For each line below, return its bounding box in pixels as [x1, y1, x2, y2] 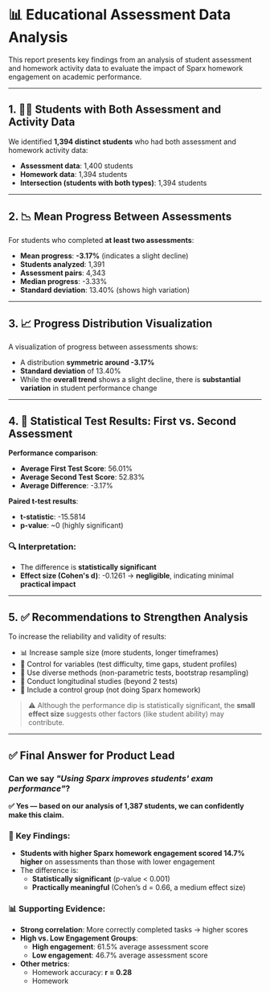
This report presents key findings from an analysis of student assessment [8, 55, 252, 64]
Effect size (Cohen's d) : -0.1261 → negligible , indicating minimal [19, 571, 235, 581]
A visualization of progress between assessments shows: [8, 342, 198, 352]
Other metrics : [19, 958, 70, 969]
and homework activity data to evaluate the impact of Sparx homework [8, 63, 243, 72]
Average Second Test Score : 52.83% [19, 472, 145, 482]
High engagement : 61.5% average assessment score [31, 941, 209, 951]
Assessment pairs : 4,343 [19, 268, 106, 278]
